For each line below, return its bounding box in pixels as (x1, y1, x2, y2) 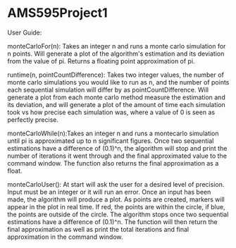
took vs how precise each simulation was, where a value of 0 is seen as (7, 108, 216, 116)
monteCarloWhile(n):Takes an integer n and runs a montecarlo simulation (7, 129, 220, 137)
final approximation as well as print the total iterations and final (7, 225, 189, 233)
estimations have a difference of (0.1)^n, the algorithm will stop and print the (7, 144, 228, 152)
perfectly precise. (7, 115, 58, 124)
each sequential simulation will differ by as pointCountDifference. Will (7, 85, 209, 94)
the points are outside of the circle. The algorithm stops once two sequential (7, 210, 229, 218)
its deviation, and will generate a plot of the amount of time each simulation (7, 100, 225, 108)
